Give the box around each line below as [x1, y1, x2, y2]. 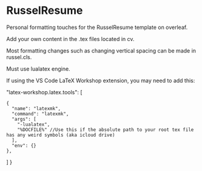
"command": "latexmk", [12, 111, 69, 117]
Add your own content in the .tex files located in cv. [6, 35, 135, 42]
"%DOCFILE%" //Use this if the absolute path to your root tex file [17, 126, 194, 133]
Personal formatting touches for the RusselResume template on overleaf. [6, 24, 188, 31]
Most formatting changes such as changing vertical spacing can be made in [6, 47, 196, 54]
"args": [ [12, 116, 36, 122]
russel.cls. [6, 53, 32, 60]
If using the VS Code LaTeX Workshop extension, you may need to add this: [6, 77, 195, 84]
